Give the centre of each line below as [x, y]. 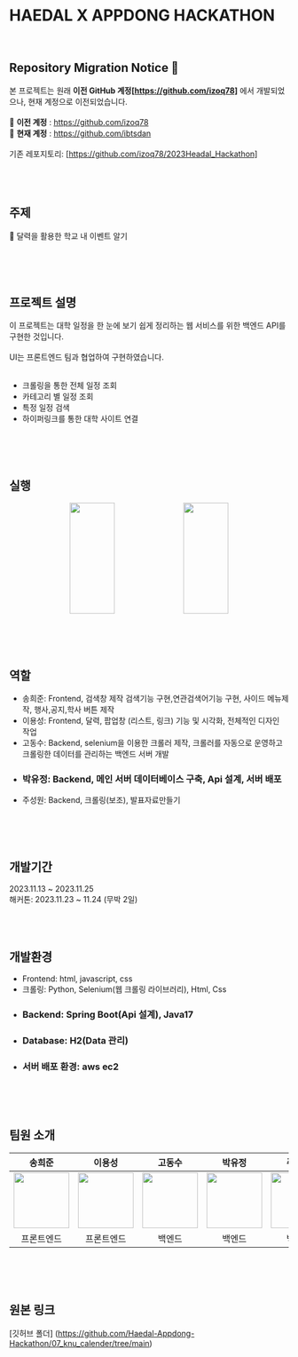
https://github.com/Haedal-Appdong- [126, 1333]
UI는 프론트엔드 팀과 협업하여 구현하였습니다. [86, 357]
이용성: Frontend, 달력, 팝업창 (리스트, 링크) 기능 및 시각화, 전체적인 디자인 [151, 721]
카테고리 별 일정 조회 [58, 397]
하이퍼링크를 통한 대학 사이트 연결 [80, 419]
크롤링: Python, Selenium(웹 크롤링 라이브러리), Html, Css [124, 989]
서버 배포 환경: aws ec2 [71, 1067]
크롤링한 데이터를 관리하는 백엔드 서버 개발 [96, 754]
